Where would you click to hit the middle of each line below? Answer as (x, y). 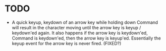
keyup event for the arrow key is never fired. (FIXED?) (67, 43)
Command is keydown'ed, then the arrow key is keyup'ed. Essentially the (86, 38)
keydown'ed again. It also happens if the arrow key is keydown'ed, (80, 33)
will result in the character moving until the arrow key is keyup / (76, 27)
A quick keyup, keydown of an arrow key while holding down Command (85, 22)
